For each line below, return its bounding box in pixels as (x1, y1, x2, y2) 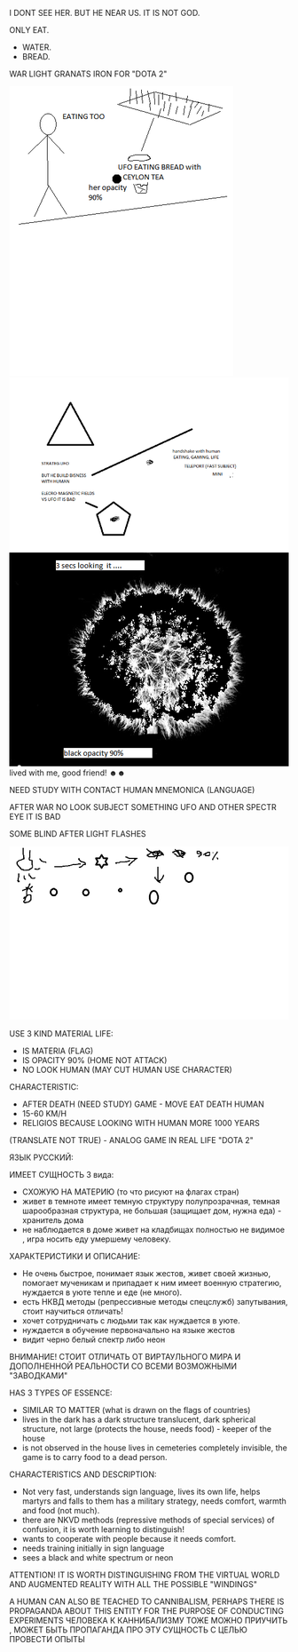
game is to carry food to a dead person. (21, 1452, 168, 1463)
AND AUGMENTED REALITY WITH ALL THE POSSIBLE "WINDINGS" (9, 1579, 258, 1590)
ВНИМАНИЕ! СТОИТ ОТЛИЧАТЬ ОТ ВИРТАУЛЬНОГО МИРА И (9, 1352, 241, 1362)
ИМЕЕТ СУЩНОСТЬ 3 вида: (9, 1170, 114, 1180)
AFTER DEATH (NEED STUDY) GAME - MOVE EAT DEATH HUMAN (21, 1099, 264, 1109)
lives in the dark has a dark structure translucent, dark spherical (21, 1414, 256, 1425)
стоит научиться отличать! (21, 1306, 124, 1317)
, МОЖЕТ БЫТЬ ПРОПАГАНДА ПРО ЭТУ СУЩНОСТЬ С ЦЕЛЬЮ (9, 1624, 248, 1635)
